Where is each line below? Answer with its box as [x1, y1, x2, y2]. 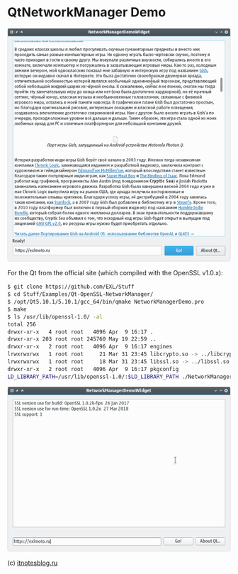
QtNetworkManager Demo [7, 4, 166, 21]
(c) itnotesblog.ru [7, 558, 58, 568]
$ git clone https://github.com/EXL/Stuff [7, 283, 135, 291]
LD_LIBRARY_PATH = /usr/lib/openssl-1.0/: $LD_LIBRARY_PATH [7, 373, 179, 380]
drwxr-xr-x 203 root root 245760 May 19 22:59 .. [7, 336, 157, 343]
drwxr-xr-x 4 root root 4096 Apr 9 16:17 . [7, 328, 154, 336]
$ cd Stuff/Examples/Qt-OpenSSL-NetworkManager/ [7, 291, 154, 298]
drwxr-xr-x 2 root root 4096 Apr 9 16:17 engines [7, 343, 173, 351]
